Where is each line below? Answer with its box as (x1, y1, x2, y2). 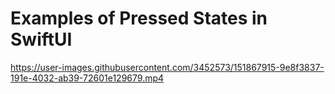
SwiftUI (10, 28, 73, 51)
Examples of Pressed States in (10, 7, 268, 30)
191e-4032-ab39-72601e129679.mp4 (10, 72, 165, 84)
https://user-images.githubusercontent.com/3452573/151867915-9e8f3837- (10, 61, 325, 73)
